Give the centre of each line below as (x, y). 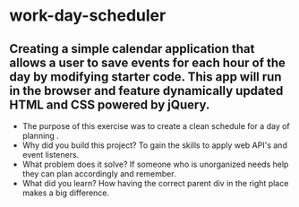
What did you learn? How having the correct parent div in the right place (155, 183)
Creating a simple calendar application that (132, 49)
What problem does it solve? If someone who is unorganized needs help (155, 164)
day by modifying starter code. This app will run (145, 77)
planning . (41, 136)
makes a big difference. (66, 193)
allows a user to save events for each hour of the (148, 62)
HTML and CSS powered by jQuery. (110, 104)
